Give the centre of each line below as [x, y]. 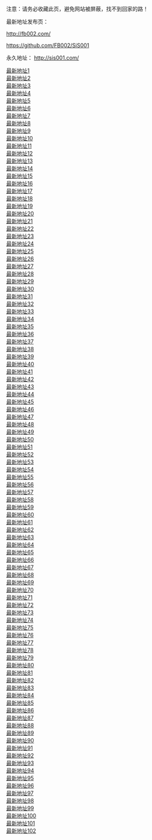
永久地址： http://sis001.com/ [43, 58]
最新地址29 [20, 281]
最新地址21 [20, 221]
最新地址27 [20, 266]
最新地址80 [20, 665]
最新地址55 [20, 477]
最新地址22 [20, 229]
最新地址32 [20, 304]
